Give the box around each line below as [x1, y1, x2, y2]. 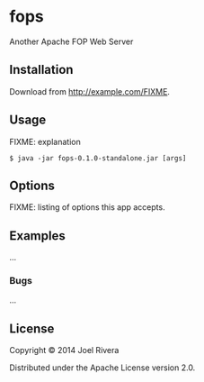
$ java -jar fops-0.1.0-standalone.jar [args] [9, 153, 187, 163]
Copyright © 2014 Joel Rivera [9, 345, 120, 356]
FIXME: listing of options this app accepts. [9, 202, 165, 213]
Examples [9, 228, 66, 243]
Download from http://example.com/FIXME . [9, 86, 171, 96]
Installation [9, 62, 74, 77]
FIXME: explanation [9, 136, 81, 147]
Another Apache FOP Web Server [9, 36, 134, 47]
